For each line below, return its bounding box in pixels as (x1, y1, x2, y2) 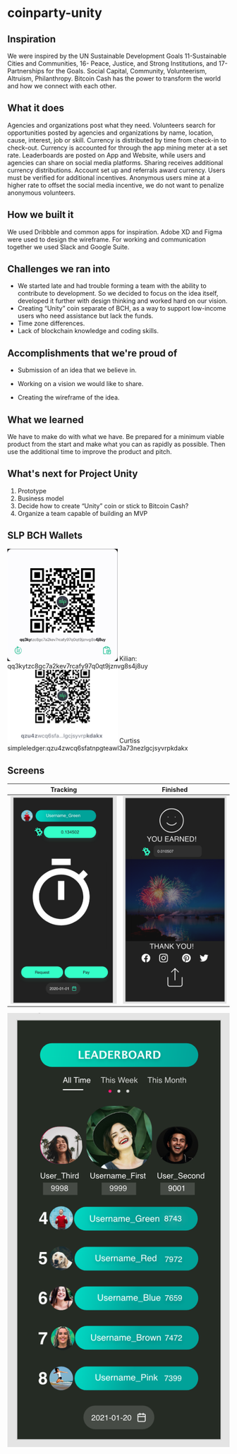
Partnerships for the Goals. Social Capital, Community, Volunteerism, (7, 67, 207, 75)
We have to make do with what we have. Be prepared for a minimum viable (7, 433, 224, 441)
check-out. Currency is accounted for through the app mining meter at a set (7, 143, 228, 152)
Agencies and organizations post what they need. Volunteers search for (7, 121, 216, 129)
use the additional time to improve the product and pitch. (7, 447, 172, 456)
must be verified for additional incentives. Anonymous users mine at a (7, 173, 210, 181)
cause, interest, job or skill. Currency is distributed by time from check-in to (7, 136, 227, 144)
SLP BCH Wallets (7, 529, 83, 541)
